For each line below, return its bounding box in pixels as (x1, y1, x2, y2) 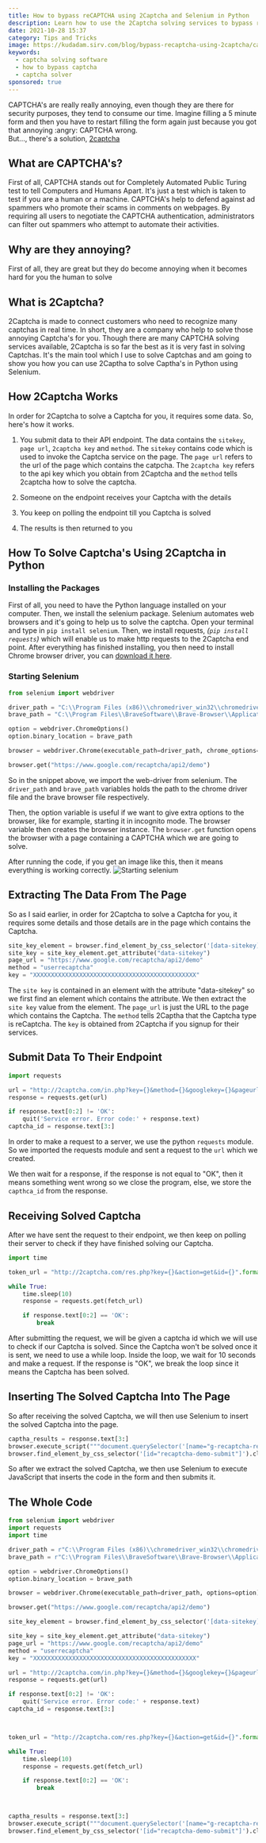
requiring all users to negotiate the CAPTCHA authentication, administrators (8, 211, 255, 221)
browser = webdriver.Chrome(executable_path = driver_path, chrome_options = (8, 747, 260, 755)
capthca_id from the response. (8, 1186, 108, 1196)
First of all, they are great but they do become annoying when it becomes (8, 264, 248, 274)
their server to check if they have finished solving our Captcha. (8, 1238, 214, 1247)
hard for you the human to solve (8, 272, 112, 282)
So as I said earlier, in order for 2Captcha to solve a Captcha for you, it (8, 909, 237, 919)
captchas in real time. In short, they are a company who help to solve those (8, 325, 253, 334)
